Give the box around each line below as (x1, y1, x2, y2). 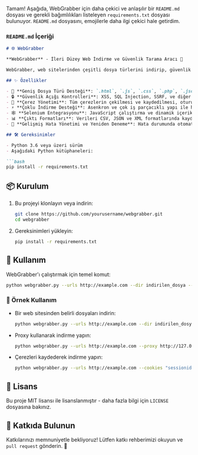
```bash (6, 159, 25, 165)
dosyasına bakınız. (6, 404, 51, 411)
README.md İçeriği (6, 32, 54, 40)
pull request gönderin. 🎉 (6, 442, 68, 449)
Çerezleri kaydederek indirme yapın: (14, 353, 103, 361)
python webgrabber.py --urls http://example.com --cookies (14, 365, 163, 371)
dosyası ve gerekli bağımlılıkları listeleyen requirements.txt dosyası (6, 11, 170, 18)
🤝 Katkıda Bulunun (6, 420, 75, 430)
